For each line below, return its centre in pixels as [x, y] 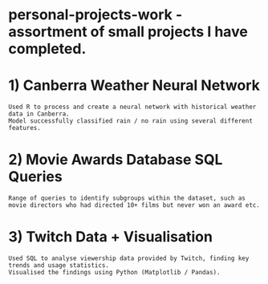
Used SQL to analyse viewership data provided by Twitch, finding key [129, 258]
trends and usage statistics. [59, 266]
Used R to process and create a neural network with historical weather [132, 107]
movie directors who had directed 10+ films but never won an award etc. [134, 205]
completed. [47, 49]
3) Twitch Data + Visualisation [110, 237]
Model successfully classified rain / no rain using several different [130, 121]
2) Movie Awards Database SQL [116, 160]
